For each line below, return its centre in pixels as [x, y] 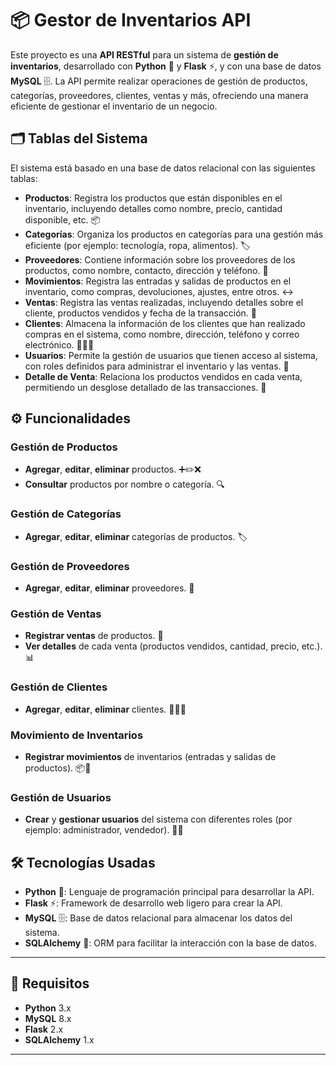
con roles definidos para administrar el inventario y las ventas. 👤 [157, 366]
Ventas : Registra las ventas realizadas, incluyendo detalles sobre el [164, 302]
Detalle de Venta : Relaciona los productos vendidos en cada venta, [163, 376]
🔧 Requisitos [50, 983]
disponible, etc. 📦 [62, 219]
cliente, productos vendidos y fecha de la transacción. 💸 [141, 313]
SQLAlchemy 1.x [59, 1039]
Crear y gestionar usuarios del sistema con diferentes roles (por [158, 819]
